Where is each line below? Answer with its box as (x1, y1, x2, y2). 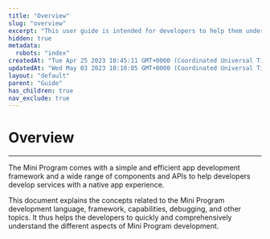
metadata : (8, 42, 42, 50)
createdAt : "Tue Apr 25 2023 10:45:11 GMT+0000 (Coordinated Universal (8, 57, 253, 65)
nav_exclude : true (8, 94, 70, 102)
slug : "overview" (8, 19, 67, 27)
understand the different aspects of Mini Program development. (8, 221, 219, 231)
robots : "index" (15, 49, 70, 57)
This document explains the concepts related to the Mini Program (8, 196, 225, 205)
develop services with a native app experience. (8, 180, 165, 190)
